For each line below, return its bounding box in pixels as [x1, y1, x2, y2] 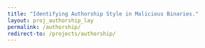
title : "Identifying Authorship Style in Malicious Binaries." [7, 10, 199, 18]
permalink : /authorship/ [7, 23, 81, 30]
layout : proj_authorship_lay [7, 17, 94, 24]
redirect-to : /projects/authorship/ [7, 30, 116, 37]
